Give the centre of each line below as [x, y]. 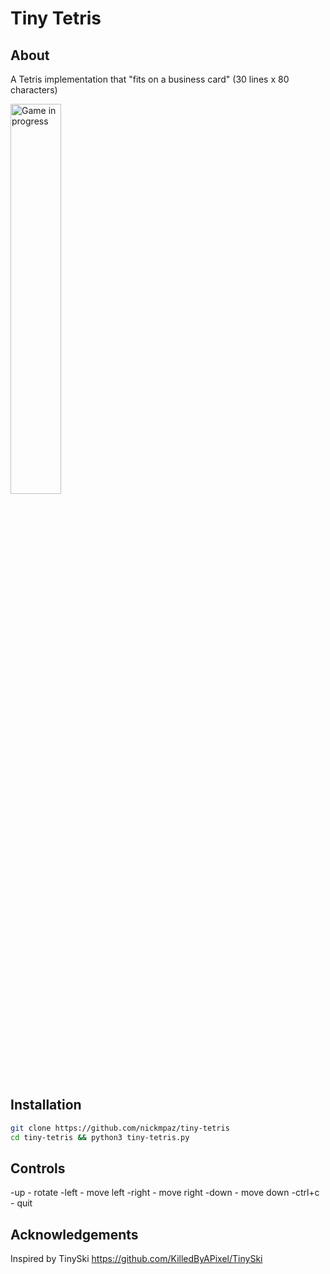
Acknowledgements [74, 1234]
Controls [38, 1168]
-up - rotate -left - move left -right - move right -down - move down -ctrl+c [165, 1193]
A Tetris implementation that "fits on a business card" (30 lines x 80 [150, 79]
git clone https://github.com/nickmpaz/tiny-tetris [120, 1128]
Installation [46, 1105]
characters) [34, 90]
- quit [21, 1203]
